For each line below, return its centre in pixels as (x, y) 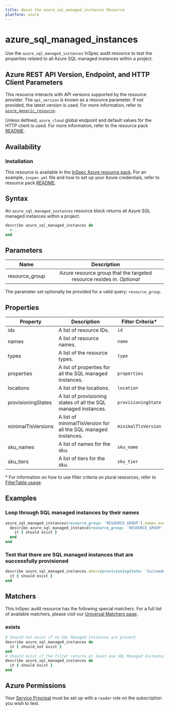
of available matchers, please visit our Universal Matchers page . (72, 614)
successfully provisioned (37, 561)
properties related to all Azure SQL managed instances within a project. (79, 59)
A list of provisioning (83, 396)
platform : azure (22, 15)
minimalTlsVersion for (84, 423)
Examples (21, 498)
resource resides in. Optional (106, 279)
